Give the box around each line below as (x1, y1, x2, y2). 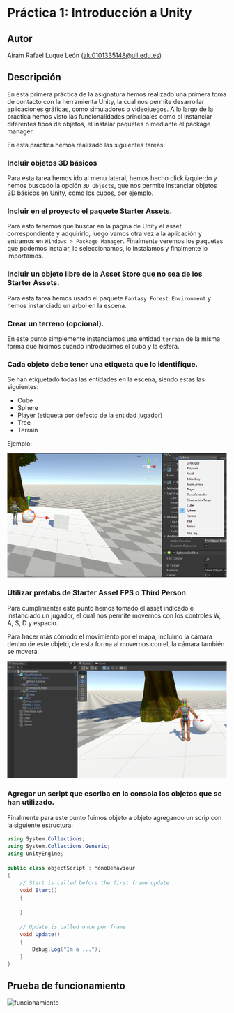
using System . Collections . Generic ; (7, 843, 111, 850)
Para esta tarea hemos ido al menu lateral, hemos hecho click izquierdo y (7, 174, 217, 182)
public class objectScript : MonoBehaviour (7, 865, 136, 872)
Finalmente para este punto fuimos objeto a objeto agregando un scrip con (7, 813, 222, 822)
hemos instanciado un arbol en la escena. (7, 301, 127, 309)
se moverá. (7, 647, 40, 655)
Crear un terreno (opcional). (7, 319, 104, 328)
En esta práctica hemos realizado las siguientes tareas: (7, 140, 166, 149)
